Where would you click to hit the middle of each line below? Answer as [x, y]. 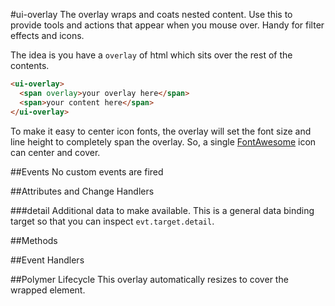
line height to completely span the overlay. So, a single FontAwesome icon [163, 141]
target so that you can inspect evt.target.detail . [112, 221]
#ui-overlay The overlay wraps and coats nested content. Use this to [151, 14]
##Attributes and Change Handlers [82, 191]
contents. [30, 65]
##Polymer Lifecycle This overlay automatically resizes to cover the [149, 279]
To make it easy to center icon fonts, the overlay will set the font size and [161, 131]
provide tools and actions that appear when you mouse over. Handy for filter [167, 25]
